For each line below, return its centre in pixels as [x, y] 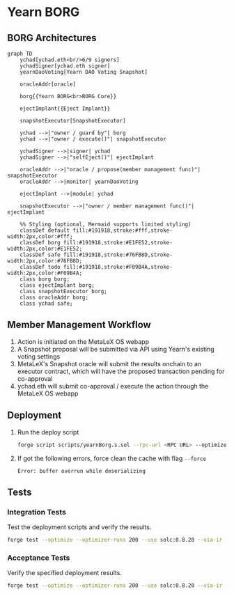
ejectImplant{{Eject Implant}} [65, 109]
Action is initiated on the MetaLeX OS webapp [83, 341]
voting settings [39, 356]
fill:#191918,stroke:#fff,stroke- [123, 230]
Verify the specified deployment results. [64, 573]
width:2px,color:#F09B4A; [45, 273]
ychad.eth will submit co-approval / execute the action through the [113, 386]
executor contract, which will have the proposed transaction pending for [121, 371]
